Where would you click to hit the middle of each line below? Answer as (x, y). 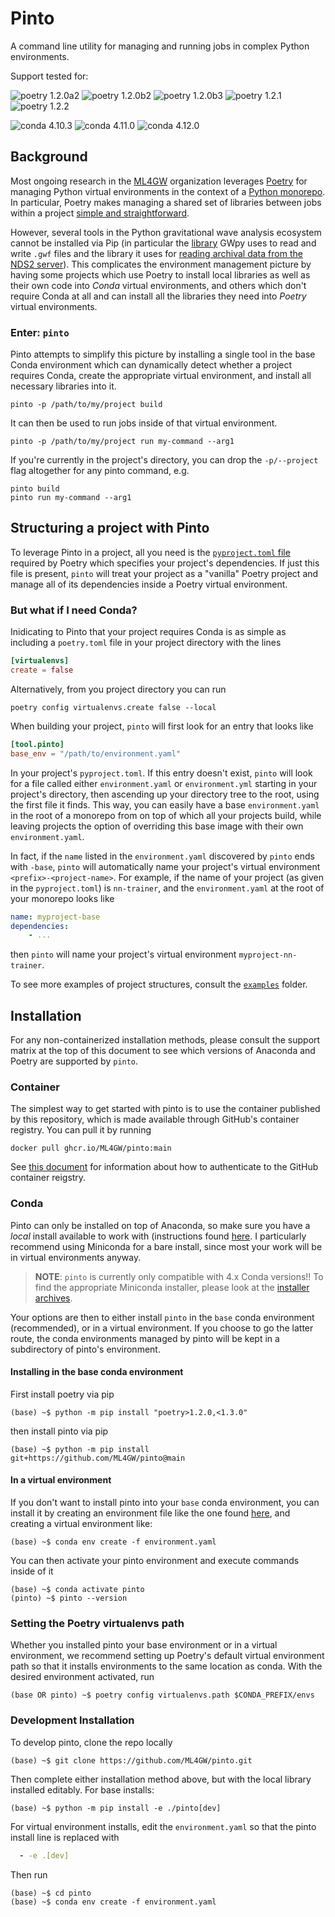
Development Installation (72, 1720)
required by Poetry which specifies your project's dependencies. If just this (165, 563)
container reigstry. (48, 1178)
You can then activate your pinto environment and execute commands (155, 1561)
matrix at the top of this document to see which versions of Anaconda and (163, 1051)
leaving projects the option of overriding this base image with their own (157, 826)
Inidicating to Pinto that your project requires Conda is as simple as (148, 632)
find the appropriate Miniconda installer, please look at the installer (172, 1287)
